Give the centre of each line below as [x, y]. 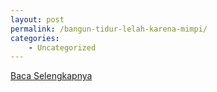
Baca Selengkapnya [51, 76]
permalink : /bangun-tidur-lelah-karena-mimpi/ [109, 29]
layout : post [37, 19]
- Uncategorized [62, 47]
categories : [35, 38]
